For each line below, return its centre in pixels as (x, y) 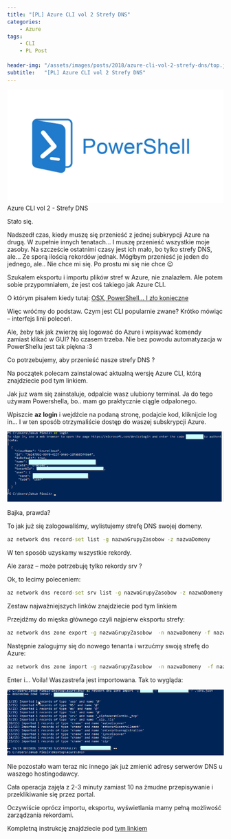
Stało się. (20, 221)
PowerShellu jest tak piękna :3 (50, 346)
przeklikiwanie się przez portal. (51, 794)
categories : (24, 22)
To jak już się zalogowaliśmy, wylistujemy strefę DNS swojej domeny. (105, 526)
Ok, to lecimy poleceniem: (44, 580)
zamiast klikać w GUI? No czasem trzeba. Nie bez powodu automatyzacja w (114, 339)
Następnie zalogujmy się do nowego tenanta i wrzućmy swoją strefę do (108, 646)
